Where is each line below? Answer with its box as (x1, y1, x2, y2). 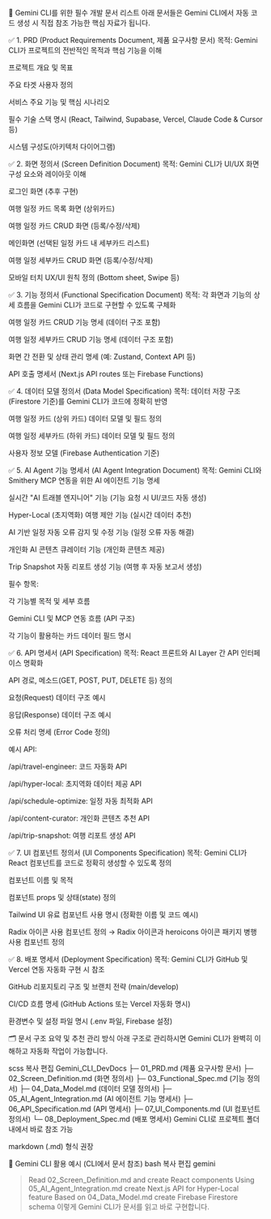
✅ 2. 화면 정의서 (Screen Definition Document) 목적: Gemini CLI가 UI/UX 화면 (8, 159, 260, 169)
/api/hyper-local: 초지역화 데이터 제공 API (8, 779, 142, 788)
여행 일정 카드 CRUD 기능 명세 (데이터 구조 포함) (8, 317, 161, 327)
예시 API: (8, 744, 38, 754)
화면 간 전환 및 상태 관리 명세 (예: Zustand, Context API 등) (8, 352, 196, 361)
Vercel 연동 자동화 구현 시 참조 (8, 965, 105, 974)
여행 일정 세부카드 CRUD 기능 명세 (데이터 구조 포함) (8, 334, 174, 344)
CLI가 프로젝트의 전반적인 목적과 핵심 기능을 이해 (8, 45, 163, 55)
